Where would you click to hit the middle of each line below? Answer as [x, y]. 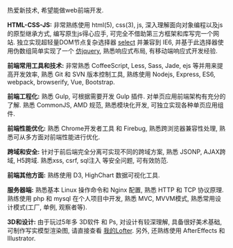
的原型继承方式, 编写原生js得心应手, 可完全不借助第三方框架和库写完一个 [110, 34]
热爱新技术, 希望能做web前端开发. [55, 10]
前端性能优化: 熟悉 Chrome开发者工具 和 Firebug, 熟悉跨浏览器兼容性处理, [113, 128]
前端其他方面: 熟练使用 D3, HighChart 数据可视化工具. [84, 175]
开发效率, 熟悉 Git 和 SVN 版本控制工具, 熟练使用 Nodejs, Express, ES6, [114, 74]
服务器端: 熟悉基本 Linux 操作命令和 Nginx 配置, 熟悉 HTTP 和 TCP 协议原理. [115, 190]
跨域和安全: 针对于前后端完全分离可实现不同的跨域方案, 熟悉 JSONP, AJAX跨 [116, 152]
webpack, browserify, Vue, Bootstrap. [61, 82]
